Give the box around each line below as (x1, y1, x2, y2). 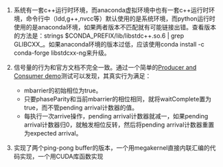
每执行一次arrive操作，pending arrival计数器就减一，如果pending (23, 112, 209, 120)
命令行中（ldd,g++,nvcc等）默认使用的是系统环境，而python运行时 (25, 14, 216, 23)
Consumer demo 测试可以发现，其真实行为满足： (13, 72, 152, 80)
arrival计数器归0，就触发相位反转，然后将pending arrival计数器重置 (23, 120, 215, 129)
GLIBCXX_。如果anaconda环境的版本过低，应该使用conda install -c (13, 40, 204, 48)
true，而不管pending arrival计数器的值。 (23, 103, 139, 112)
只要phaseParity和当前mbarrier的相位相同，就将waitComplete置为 (23, 95, 211, 103)
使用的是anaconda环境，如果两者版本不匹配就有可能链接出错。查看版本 (13, 23, 216, 31)
